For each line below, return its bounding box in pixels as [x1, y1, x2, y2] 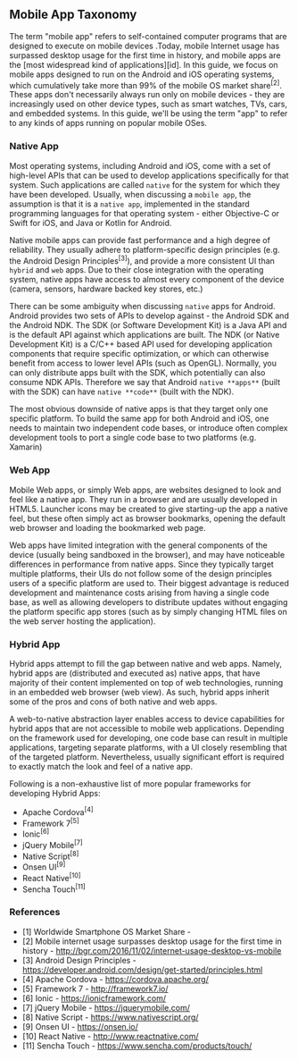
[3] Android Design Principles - [21, 955, 137, 965]
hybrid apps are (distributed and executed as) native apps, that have [9, 668, 261, 678]
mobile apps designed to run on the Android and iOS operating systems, [9, 69, 275, 80]
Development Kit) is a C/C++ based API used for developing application [9, 339, 273, 349]
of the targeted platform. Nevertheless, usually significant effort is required [9, 752, 285, 762]
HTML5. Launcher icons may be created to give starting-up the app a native [9, 503, 288, 514]
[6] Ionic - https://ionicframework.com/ [21, 992, 167, 1004]
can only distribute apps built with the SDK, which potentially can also [9, 367, 266, 378]
